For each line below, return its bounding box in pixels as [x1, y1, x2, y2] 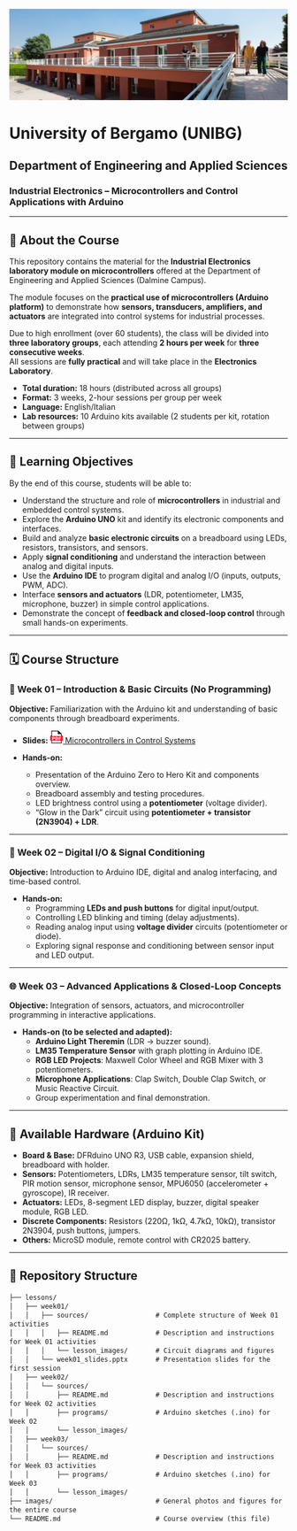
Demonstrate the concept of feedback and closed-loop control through [21, 607, 286, 619]
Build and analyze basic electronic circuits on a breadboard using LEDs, [21, 532, 287, 543]
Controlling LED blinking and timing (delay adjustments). [34, 912, 240, 922]
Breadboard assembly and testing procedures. [34, 788, 205, 798]
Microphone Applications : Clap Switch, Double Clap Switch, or [34, 1073, 267, 1084]
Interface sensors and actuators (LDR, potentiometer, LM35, [21, 589, 245, 599]
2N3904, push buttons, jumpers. [21, 1225, 141, 1235]
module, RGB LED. [21, 1206, 89, 1217]
